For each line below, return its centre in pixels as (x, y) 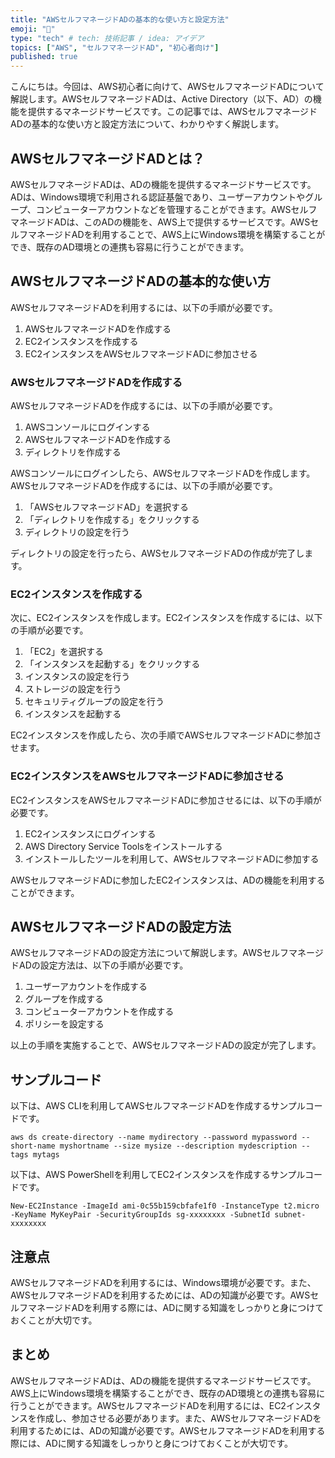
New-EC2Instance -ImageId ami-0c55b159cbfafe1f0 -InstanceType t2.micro (165, 1206)
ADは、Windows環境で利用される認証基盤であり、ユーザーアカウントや (158, 197)
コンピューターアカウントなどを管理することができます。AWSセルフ (176, 209)
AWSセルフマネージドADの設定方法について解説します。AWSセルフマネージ (167, 953)
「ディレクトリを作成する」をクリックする (112, 520)
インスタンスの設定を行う (77, 677)
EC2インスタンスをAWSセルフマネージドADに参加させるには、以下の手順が (166, 800)
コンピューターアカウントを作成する (99, 1012)
